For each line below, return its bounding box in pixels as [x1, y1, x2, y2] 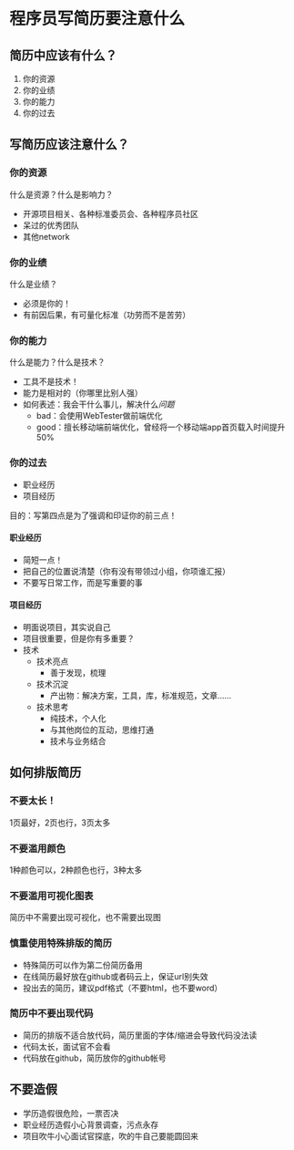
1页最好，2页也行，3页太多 [9, 817, 111, 828]
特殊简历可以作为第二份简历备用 [22, 959, 143, 970]
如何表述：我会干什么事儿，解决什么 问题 [22, 399, 175, 410]
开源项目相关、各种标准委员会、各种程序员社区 [22, 208, 198, 219]
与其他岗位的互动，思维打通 [49, 724, 155, 735]
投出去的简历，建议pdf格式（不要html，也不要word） [22, 982, 223, 993]
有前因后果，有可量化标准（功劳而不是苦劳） [22, 309, 191, 320]
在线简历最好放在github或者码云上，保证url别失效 [22, 970, 208, 981]
